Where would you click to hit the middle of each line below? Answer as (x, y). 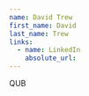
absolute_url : (51, 58)
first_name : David (43, 26)
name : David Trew (41, 17)
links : (21, 42)
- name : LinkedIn (49, 50)
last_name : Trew (39, 33)
